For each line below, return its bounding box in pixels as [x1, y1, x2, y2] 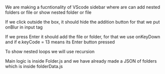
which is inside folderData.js [5, 64, 63, 69]
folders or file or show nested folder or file [5, 9, 92, 15]
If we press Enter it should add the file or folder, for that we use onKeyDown [5, 34, 161, 39]
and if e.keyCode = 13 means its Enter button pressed [5, 39, 115, 45]
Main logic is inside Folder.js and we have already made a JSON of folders [5, 58, 157, 64]
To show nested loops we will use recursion [5, 49, 95, 54]
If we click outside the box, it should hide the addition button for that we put [5, 19, 160, 25]
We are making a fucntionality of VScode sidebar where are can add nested [5, 4, 161, 10]
